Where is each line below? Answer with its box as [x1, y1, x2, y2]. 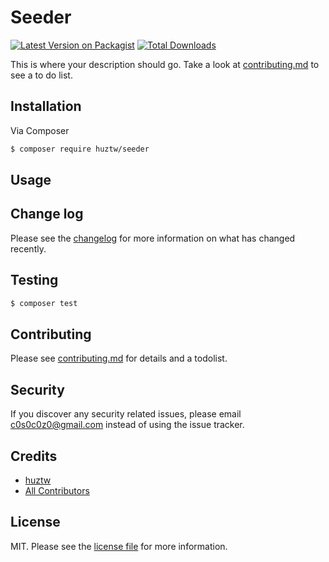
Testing [10, 272, 59, 289]
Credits [10, 447, 58, 465]
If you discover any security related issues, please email [10, 408, 242, 420]
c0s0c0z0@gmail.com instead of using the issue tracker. [10, 419, 245, 431]
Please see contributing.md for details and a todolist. [10, 352, 228, 365]
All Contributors [24, 484, 90, 496]
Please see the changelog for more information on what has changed [10, 232, 296, 244]
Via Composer [10, 124, 70, 136]
